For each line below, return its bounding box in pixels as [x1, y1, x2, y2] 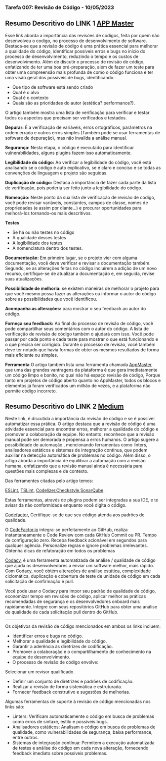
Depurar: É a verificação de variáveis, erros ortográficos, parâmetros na [5, 124, 152, 130]
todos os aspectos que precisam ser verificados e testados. [5, 114, 127, 120]
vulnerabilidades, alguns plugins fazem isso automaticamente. [5, 150, 132, 156]
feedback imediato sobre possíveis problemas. [12, 750, 108, 756]
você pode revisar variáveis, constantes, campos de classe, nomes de [5, 200, 148, 206]
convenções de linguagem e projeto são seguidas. [5, 170, 108, 176]
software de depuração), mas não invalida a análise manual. [5, 135, 127, 141]
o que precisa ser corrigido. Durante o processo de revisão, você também [5, 341, 156, 347]
